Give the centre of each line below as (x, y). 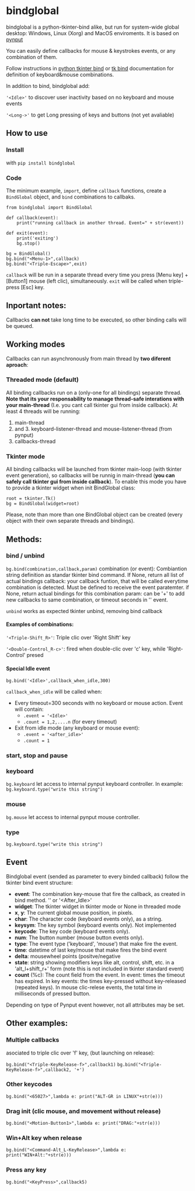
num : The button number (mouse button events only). (79, 937)
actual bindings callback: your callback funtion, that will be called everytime (97, 581)
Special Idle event (28, 668)
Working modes (36, 345)
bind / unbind (25, 556)
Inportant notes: (36, 306)
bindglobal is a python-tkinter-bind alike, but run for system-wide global (93, 27)
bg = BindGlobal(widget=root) (43, 504)
